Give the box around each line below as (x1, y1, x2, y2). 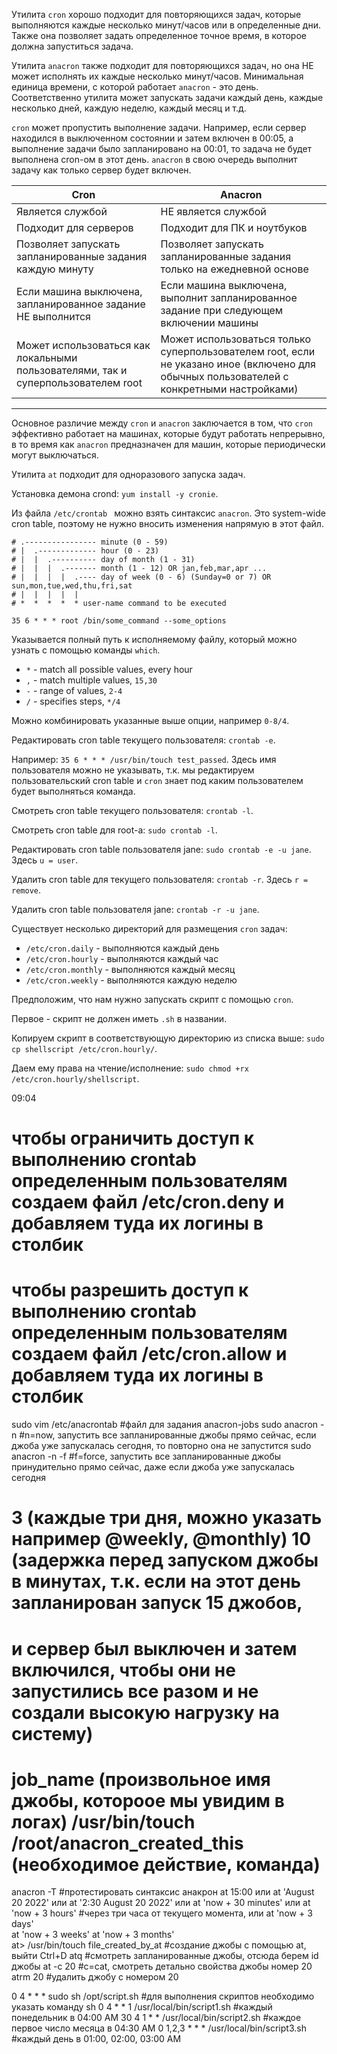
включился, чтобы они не (11, 1659, 236, 1681)
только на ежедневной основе (160, 262, 309, 276)
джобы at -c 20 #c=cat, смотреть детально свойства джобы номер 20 (11, 1960, 313, 1973)
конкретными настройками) (160, 382, 299, 396)
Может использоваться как (16, 339, 151, 352)
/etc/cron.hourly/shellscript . (11, 1073, 140, 1084)
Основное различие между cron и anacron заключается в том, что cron (11, 417, 314, 429)
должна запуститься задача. (11, 40, 134, 52)
